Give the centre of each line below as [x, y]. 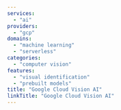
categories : [24, 58]
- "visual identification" [52, 77]
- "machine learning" [44, 45]
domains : [19, 39]
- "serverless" [35, 52]
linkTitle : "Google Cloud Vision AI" [61, 96]
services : [21, 13]
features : [21, 70]
